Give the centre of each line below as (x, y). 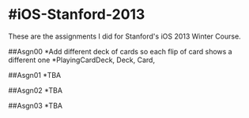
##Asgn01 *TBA (35, 75)
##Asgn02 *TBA (36, 90)
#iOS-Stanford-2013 (77, 15)
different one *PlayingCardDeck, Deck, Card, (82, 60)
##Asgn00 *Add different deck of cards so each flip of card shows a (120, 51)
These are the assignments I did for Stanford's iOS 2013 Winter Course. (124, 36)
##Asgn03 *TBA (36, 105)
